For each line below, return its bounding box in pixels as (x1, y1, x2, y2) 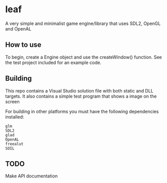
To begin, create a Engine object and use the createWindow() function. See (5, 54, 162, 60)
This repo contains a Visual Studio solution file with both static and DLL (5, 87, 154, 94)
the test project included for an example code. (5, 59, 102, 66)
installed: (5, 113, 24, 120)
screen (5, 98, 20, 105)
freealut (5, 141, 24, 146)
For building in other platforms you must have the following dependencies (5, 108, 159, 114)
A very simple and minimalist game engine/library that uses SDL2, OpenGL (5, 20, 161, 26)
